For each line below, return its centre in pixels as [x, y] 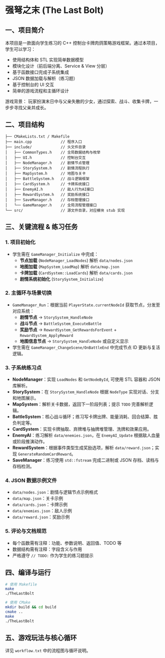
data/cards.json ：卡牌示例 [40, 504]
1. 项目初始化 [20, 243]
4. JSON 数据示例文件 [31, 481]
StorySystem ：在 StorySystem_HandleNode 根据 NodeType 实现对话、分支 [86, 392]
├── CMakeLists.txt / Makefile [37, 136]
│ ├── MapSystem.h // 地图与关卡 [45, 173]
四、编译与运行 [28, 573]
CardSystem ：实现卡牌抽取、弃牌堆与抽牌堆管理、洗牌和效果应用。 [82, 429]
